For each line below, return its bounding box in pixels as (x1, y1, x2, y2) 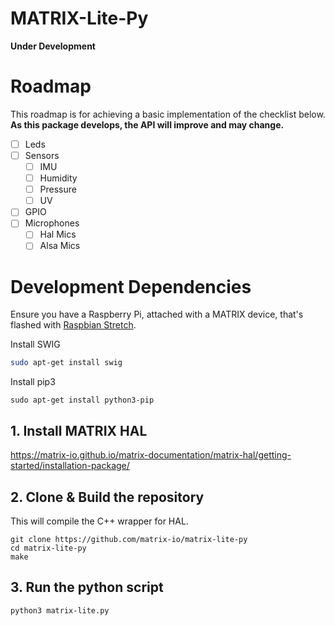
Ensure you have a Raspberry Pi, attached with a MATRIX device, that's (10, 308, 304, 321)
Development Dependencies (10, 275, 252, 298)
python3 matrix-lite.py (10, 605, 110, 616)
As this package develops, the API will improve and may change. (10, 118, 285, 131)
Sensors (24, 149, 60, 161)
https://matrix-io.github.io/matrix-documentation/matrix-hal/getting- (10, 449, 292, 461)
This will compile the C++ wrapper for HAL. (10, 515, 189, 527)
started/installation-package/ (10, 460, 130, 472)
